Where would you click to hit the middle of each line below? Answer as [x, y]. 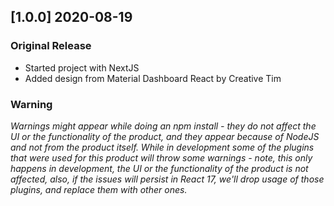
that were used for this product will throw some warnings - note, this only [161, 157]
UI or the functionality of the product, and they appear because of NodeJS [165, 136]
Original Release [51, 46]
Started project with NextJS [82, 67]
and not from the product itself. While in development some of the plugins [162, 147]
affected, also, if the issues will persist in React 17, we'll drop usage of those [167, 179]
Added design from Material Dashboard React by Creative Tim [153, 78]
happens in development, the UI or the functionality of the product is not [159, 168]
